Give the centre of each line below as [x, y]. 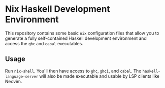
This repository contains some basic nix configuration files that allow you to [82, 33]
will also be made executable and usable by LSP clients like [99, 76]
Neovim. [14, 81]
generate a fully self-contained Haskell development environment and [76, 38]
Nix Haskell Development [58, 9]
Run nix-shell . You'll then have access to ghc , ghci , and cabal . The [73, 71]
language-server [22, 76]
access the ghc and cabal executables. [44, 43]
